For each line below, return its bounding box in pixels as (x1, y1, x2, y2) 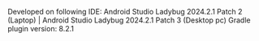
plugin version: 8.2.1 (7, 24, 75, 33)
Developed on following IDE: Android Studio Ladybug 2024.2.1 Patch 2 (7, 7, 243, 16)
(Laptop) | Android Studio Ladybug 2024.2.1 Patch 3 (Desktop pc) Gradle (7, 15, 251, 25)
